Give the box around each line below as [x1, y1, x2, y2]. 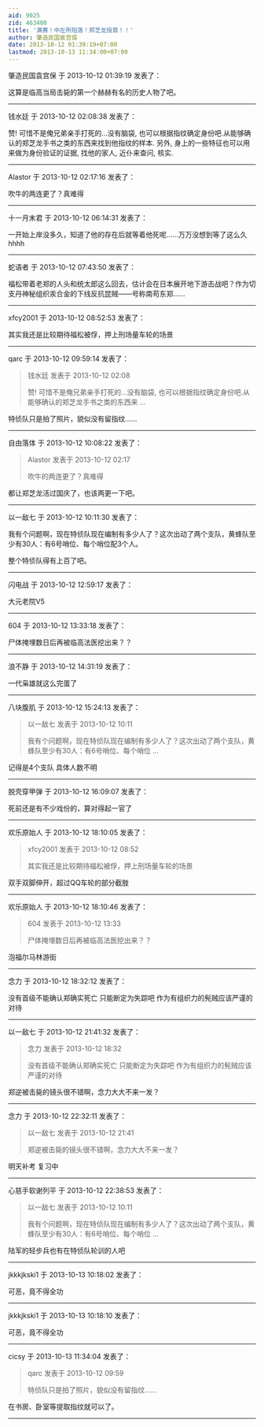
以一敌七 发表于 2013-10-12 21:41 [27, 1128, 134, 1137]
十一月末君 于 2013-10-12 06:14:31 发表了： [8, 214, 148, 222]
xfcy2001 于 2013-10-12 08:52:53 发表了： [8, 313, 145, 322]
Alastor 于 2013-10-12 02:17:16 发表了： [8, 173, 136, 181]
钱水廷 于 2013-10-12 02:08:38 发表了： [8, 112, 137, 121]
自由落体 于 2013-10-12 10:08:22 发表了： [8, 438, 143, 448]
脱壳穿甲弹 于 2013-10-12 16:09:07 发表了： [8, 787, 149, 796]
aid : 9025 [8, 11, 41, 20]
